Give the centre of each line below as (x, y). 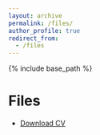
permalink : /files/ (41, 23)
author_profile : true (44, 31)
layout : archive (35, 16)
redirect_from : (34, 38)
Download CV (42, 123)
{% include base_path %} (50, 68)
